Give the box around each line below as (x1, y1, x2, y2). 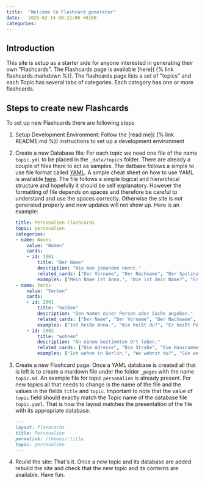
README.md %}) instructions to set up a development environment (15, 138, 185, 144)
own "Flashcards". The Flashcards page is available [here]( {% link (6, 65, 174, 73)
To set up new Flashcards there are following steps (6, 119, 135, 126)
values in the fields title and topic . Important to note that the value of (15, 388, 193, 394)
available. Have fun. (15, 471, 65, 479)
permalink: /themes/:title (15, 435, 84, 442)
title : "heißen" (37, 305, 79, 311)
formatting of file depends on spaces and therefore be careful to (15, 188, 178, 196)
